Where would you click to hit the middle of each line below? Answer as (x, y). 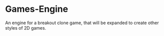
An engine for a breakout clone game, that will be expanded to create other (82, 23)
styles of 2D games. (26, 28)
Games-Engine (37, 9)
